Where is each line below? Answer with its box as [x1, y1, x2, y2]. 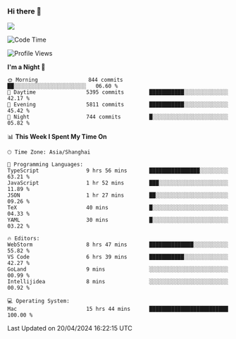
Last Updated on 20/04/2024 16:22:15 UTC [7, 324, 132, 333]
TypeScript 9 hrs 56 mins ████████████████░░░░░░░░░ [7, 167, 229, 175]
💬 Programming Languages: [7, 161, 83, 168]
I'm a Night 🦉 [7, 63, 46, 71]
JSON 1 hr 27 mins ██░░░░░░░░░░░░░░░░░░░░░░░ [7, 192, 229, 199]
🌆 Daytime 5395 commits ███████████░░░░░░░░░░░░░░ [7, 89, 229, 96]
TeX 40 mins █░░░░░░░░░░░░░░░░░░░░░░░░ [7, 204, 229, 211]
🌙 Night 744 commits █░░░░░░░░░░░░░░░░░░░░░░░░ [7, 113, 229, 121]
